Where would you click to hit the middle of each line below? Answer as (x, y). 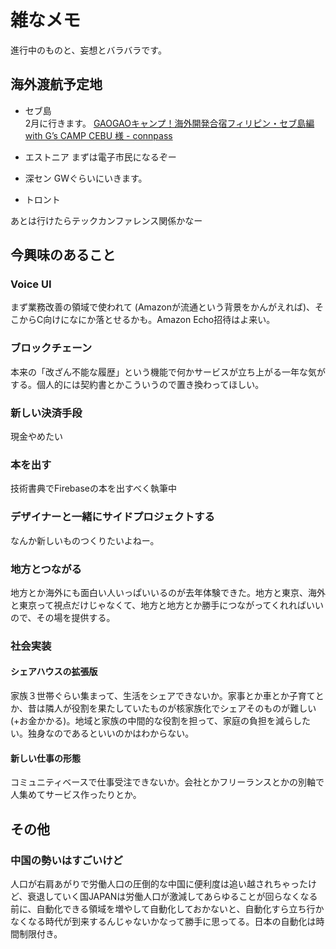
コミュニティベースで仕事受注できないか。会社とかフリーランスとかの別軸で (167, 782)
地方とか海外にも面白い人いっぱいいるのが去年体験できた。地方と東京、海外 (168, 592)
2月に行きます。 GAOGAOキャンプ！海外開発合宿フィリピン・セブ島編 (169, 123)
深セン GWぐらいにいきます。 (86, 178)
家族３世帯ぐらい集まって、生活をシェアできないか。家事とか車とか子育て (163, 696)
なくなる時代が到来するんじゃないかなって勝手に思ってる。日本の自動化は (163, 921)
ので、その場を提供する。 (63, 617)
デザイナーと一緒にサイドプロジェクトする (112, 517)
